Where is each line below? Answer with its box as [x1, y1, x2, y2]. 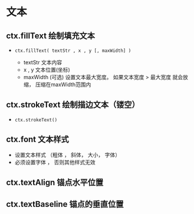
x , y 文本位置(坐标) [23, 66, 71, 73]
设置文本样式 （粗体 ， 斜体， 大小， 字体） [14, 151, 121, 158]
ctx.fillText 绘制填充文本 [6, 31, 96, 41]
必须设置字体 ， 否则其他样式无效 [14, 159, 96, 166]
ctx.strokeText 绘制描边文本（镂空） [6, 100, 140, 110]
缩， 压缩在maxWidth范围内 [23, 81, 91, 88]
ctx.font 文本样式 [6, 134, 69, 144]
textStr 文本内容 [23, 59, 63, 65]
